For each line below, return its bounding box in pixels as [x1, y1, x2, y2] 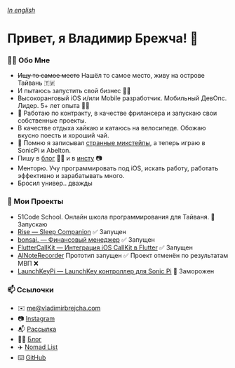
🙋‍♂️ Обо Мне [7, 55, 51, 65]
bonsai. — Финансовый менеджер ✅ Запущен [17, 235, 156, 244]
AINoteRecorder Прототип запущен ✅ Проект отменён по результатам [17, 251, 229, 259]
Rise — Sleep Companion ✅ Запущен [17, 227, 126, 236]
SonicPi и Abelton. [17, 146, 72, 155]
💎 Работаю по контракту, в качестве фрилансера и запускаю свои [17, 109, 217, 118]
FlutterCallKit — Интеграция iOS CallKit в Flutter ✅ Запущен [17, 243, 193, 252]
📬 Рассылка [17, 325, 57, 334]
